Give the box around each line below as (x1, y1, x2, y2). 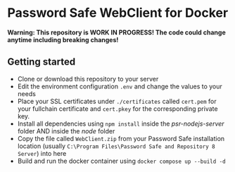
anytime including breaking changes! (7, 35, 119, 44)
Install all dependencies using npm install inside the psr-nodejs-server (17, 119, 224, 128)
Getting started (7, 56, 76, 68)
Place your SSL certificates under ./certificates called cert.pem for (17, 97, 217, 105)
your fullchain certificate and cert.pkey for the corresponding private (17, 104, 218, 113)
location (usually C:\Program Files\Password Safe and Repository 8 (17, 142, 216, 150)
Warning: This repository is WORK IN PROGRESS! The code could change (7, 28, 227, 37)
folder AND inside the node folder (17, 126, 115, 135)
